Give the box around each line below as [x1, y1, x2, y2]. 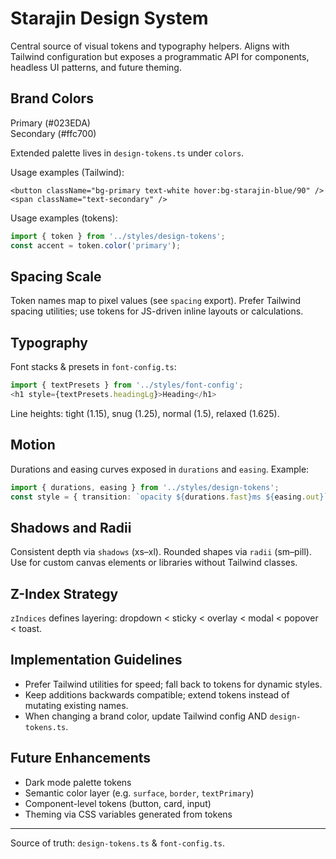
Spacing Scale [10, 268, 102, 285]
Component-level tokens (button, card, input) [24, 797, 212, 809]
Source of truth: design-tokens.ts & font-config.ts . [10, 837, 225, 849]
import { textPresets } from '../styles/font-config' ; [10, 380, 244, 391]
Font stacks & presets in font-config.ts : [10, 361, 177, 373]
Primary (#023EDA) [10, 117, 91, 129]
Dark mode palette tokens [24, 776, 132, 788]
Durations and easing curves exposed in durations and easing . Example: [10, 463, 310, 475]
